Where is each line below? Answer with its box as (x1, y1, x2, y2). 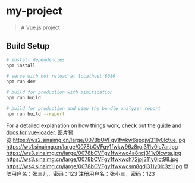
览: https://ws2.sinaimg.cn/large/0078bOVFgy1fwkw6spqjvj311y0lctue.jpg (6, 136, 185, 143)
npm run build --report (6, 111, 65, 117)
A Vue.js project (20, 24, 61, 31)
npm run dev (6, 78, 36, 84)
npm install (6, 62, 36, 68)
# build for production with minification (6, 89, 113, 96)
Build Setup (6, 41, 50, 51)
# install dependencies (6, 56, 65, 63)
